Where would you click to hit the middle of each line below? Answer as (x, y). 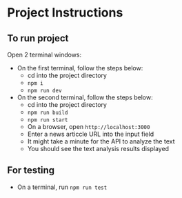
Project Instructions (65, 13)
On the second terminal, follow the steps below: (85, 97)
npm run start (48, 120)
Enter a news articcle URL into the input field (91, 134)
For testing (31, 170)
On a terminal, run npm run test (62, 187)
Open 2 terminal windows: (44, 55)
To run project (38, 38)
